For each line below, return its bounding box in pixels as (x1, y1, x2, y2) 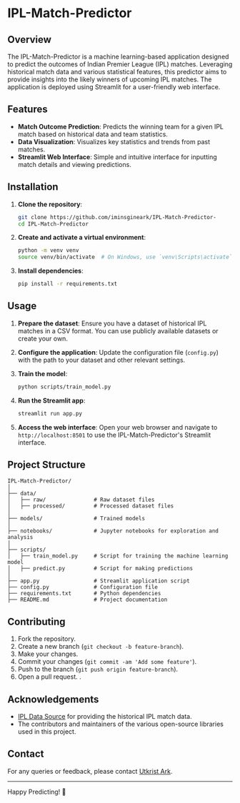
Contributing (7, 615, 66, 627)
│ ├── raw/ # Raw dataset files (7, 496, 155, 504)
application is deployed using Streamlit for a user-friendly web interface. (7, 83, 221, 91)
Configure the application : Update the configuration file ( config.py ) (17, 348, 219, 356)
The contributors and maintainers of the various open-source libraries (17, 719, 224, 728)
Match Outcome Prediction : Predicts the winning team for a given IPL (17, 122, 224, 131)
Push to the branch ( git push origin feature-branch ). (17, 665, 179, 674)
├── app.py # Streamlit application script (7, 577, 191, 585)
